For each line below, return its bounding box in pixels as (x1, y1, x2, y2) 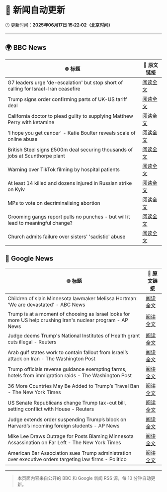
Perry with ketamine (7, 119, 55, 126)
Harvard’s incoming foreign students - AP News (7, 422, 120, 429)
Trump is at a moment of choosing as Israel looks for (7, 310, 130, 317)
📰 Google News (5, 254, 54, 263)
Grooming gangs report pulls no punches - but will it (7, 213, 130, 220)
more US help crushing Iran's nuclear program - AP (7, 317, 128, 324)
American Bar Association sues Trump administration (7, 449, 132, 456)
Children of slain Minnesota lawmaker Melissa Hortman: (7, 295, 138, 302)
